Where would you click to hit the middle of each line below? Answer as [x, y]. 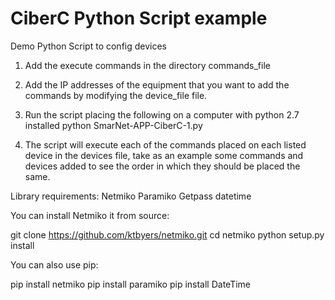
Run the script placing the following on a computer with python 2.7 [162, 114]
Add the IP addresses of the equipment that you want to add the [157, 84]
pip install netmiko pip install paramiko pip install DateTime [131, 284]
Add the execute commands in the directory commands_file [147, 65]
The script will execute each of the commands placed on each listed [165, 144]
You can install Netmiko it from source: [90, 215]
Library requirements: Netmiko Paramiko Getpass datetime [131, 196]
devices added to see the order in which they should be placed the [162, 166]
